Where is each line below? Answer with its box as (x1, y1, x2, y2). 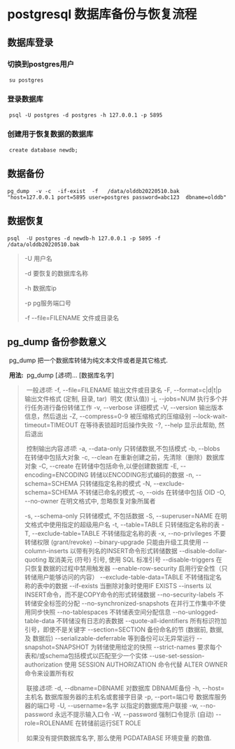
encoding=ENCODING (24, 470, 89, 479)
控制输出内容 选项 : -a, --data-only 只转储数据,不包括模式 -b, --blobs (26, 444, 220, 452)
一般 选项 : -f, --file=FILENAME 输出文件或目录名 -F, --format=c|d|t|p (26, 385, 222, 394)
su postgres (8, 76, 44, 84)
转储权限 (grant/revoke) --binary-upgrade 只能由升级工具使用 (24, 538, 201, 546)
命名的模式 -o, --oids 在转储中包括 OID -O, (104, 487, 226, 497)
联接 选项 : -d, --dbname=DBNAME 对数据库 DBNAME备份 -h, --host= (26, 683, 225, 692)
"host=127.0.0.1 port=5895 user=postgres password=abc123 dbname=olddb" (7, 194, 227, 201)
